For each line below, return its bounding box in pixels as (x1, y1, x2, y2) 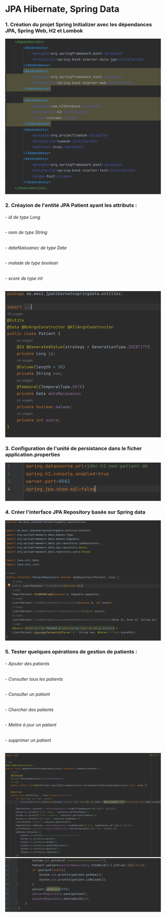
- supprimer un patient (5, 737, 51, 743)
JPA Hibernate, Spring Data (5, 3, 120, 15)
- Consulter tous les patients (5, 676, 63, 682)
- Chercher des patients (5, 706, 54, 712)
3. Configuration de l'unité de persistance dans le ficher (5, 445, 142, 452)
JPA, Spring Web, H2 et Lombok (5, 27, 83, 34)
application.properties (5, 451, 60, 458)
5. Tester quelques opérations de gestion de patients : (5, 649, 137, 655)
